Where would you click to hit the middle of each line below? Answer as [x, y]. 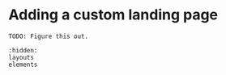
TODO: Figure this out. [49, 36]
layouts [21, 57]
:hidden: [23, 50]
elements [23, 65]
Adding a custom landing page [113, 15]
